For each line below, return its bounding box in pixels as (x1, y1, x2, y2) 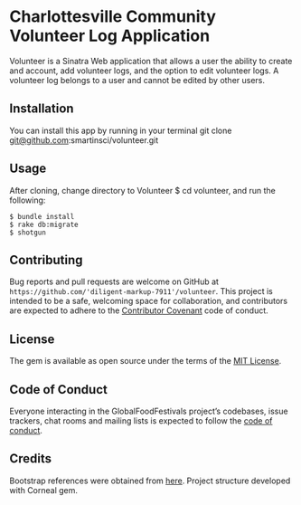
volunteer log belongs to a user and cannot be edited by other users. (9, 74, 265, 85)
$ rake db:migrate (9, 220, 79, 229)
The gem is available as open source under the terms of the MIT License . (9, 356, 282, 367)
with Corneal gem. (9, 484, 79, 495)
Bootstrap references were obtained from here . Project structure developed (9, 475, 291, 486)
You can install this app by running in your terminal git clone (9, 125, 232, 136)
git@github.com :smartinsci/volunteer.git (9, 134, 159, 146)
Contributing (9, 252, 83, 268)
